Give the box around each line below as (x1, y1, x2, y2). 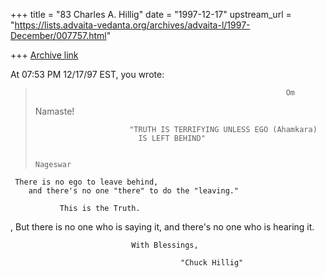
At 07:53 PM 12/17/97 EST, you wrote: (10, 69, 165, 80)
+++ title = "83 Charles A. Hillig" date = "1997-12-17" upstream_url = (10, 9, 292, 20)
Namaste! (34, 105, 75, 117)
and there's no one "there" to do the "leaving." (28, 186, 240, 196)
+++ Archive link (10, 49, 79, 61)
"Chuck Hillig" (180, 258, 244, 268)
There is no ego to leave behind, (14, 177, 159, 187)
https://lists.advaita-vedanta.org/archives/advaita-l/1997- (14, 19, 251, 31)
